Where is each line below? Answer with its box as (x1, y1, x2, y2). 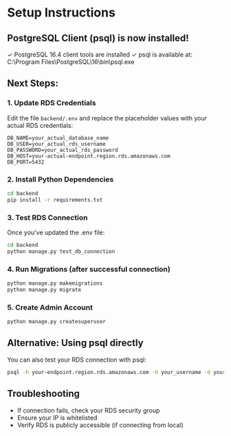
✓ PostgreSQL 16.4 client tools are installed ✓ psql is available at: (7, 50, 192, 58)
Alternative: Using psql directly (7, 337, 144, 349)
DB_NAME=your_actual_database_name (7, 134, 109, 142)
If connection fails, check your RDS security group (16, 406, 160, 414)
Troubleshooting (7, 388, 80, 400)
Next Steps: (7, 78, 58, 89)
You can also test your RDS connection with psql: (7, 356, 146, 364)
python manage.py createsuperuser (7, 318, 107, 325)
